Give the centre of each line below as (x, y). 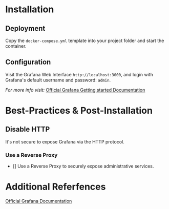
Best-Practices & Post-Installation (79, 111)
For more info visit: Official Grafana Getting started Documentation (75, 90)
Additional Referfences (56, 187)
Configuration (28, 62)
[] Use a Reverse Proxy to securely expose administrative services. (83, 166)
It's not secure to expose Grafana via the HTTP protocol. (65, 141)
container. (16, 46)
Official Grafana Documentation (39, 201)
